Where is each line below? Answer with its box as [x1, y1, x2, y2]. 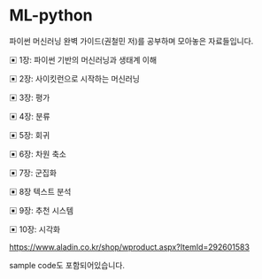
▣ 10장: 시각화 [9, 223, 60, 235]
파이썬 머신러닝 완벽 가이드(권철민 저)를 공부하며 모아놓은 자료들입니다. [9, 35, 254, 46]
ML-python [9, 5, 93, 26]
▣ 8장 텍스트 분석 [9, 186, 72, 197]
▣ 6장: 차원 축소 [9, 148, 66, 159]
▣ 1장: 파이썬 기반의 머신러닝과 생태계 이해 [9, 54, 158, 65]
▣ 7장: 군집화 [9, 167, 58, 178]
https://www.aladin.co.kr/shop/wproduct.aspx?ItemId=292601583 [9, 241, 250, 252]
